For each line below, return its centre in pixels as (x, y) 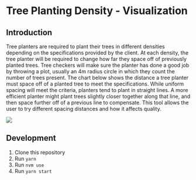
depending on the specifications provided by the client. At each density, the (97, 53)
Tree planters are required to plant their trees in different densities (85, 46)
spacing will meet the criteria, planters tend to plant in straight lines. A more (97, 90)
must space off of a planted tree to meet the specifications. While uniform (95, 84)
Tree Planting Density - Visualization (97, 11)
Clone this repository (40, 152)
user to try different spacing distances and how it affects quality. (84, 109)
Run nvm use (29, 165)
